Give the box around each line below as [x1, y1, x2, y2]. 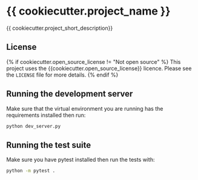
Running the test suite [6, 140, 91, 150]
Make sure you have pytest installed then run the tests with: [6, 156, 155, 164]
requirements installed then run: [6, 111, 86, 119]
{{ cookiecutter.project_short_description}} [6, 24, 113, 32]
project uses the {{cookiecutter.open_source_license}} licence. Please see [6, 64, 192, 72]
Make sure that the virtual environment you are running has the [6, 105, 163, 112]
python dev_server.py [6, 123, 61, 129]
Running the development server [6, 89, 133, 99]
